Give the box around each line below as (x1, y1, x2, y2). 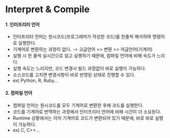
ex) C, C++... (12, 127, 40, 133)
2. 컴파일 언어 (5, 90, 33, 96)
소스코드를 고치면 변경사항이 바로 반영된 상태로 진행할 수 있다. (12, 72, 136, 78)
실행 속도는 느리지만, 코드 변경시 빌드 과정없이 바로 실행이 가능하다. (12, 65, 147, 72)
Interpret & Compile (5, 4, 90, 15)
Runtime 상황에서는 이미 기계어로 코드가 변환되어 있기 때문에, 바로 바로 (12, 115, 154, 121)
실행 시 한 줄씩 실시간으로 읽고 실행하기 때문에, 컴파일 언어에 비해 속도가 (12, 52, 156, 59)
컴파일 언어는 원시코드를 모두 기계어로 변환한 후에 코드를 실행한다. (12, 102, 144, 108)
